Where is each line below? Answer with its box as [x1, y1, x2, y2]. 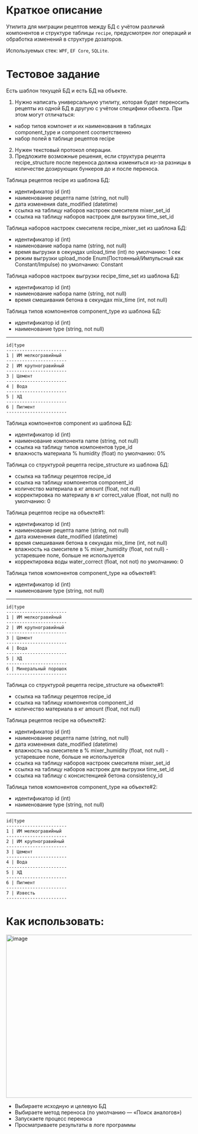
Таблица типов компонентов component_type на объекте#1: [6, 569, 157, 576]
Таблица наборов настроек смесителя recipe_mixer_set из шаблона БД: [6, 224, 187, 232]
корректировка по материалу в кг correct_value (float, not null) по [14, 491, 179, 498]
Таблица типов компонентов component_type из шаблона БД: [6, 308, 161, 315]
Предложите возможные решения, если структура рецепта [14, 153, 166, 160]
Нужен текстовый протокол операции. [14, 146, 112, 153]
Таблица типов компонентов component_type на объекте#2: [6, 783, 158, 790]
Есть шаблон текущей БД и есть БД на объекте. [6, 87, 128, 94]
